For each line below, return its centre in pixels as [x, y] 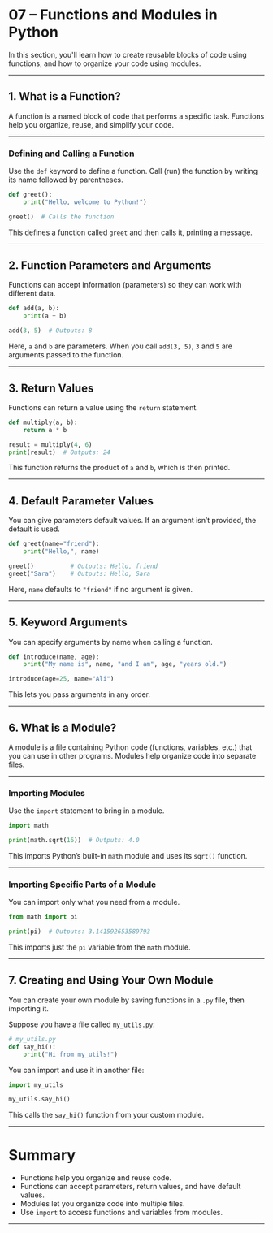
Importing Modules [47, 793]
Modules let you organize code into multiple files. [102, 1204]
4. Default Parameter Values [81, 501]
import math [28, 826]
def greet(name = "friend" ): [54, 544]
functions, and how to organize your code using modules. [105, 63]
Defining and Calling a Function [71, 154]
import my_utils [36, 1085]
